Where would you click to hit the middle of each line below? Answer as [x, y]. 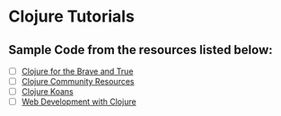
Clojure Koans [47, 92]
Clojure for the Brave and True [77, 71]
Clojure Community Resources [78, 82]
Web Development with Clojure [79, 102]
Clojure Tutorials [72, 17]
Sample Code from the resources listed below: [140, 50]
